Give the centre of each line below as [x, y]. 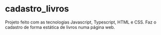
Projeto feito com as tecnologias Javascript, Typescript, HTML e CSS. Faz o [81, 22]
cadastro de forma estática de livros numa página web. [60, 27]
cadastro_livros [37, 9]
